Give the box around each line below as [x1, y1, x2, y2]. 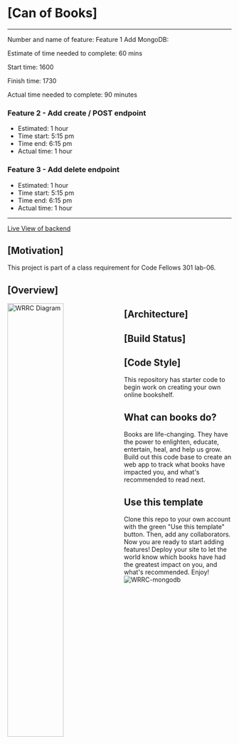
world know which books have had [124, 553, 226, 561]
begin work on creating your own [124, 383, 221, 392]
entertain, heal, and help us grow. [124, 445, 222, 454]
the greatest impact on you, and [124, 560, 218, 568]
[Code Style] [124, 356, 181, 368]
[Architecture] [124, 308, 188, 321]
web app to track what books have [124, 460, 225, 469]
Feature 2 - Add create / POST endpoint [7, 108, 147, 118]
